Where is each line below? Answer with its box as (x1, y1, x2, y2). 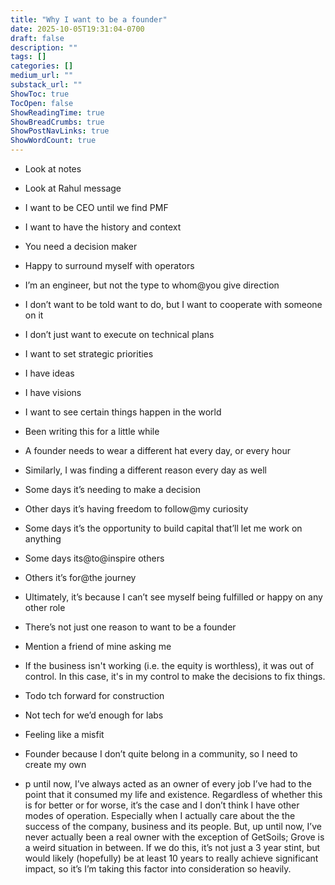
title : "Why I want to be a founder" (10, 14, 168, 25)
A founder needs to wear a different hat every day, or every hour (24, 445, 292, 456)
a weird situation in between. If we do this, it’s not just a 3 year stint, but (24, 842, 321, 853)
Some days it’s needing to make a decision (24, 484, 201, 495)
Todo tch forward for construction (24, 690, 165, 701)
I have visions (24, 387, 82, 398)
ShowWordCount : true (10, 136, 97, 146)
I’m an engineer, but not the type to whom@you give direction (24, 279, 280, 291)
